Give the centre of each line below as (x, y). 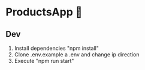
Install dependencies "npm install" (57, 48)
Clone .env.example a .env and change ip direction (77, 55)
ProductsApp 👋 (44, 12)
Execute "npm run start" (44, 61)
